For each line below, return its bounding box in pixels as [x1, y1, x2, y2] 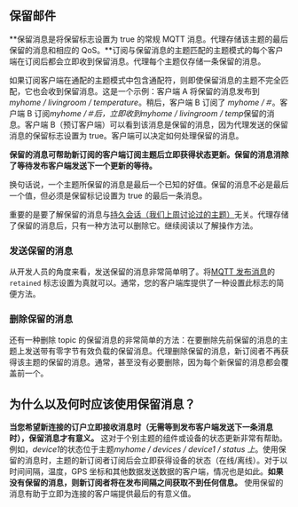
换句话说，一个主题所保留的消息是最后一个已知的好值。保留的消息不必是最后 [9, 178, 289, 189]
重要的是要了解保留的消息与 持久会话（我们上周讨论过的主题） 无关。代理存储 [9, 209, 289, 219]
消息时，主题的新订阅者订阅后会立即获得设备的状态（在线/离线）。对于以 [24, 456, 288, 466]
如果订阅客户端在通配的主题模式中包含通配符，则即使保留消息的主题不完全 [9, 75, 281, 85]
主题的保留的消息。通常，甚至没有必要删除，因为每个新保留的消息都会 [24, 357, 281, 368]
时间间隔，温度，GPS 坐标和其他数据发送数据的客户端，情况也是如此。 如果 [9, 466, 284, 477]
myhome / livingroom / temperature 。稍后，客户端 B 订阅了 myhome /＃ [9, 97, 272, 107]
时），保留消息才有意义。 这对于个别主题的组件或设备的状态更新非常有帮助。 [9, 433, 287, 444]
